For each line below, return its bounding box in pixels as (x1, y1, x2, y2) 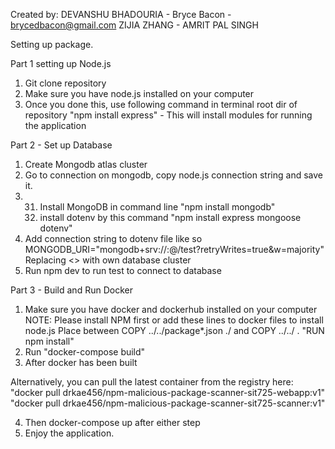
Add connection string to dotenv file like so (24, 233, 203, 244)
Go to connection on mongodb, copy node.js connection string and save (24, 169, 323, 181)
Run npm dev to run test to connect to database (24, 265, 222, 276)
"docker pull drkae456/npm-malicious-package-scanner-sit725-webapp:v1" (10, 387, 326, 398)
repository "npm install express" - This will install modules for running (24, 109, 313, 121)
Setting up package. (10, 39, 94, 50)
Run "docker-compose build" (24, 346, 146, 358)
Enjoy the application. (24, 427, 115, 439)
